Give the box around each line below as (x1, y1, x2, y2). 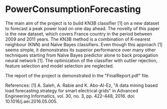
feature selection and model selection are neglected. (5, 63, 114, 69)
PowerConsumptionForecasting (5, 4, 141, 15)
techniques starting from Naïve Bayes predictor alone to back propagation (5, 52, 158, 58)
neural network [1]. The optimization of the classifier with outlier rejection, (5, 57, 158, 63)
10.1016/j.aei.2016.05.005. (5, 98, 58, 104)
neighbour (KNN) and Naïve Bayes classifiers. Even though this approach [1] (5, 41, 163, 47)
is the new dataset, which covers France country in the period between (5, 31, 152, 37)
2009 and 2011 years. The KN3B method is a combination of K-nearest (5, 36, 151, 42)
